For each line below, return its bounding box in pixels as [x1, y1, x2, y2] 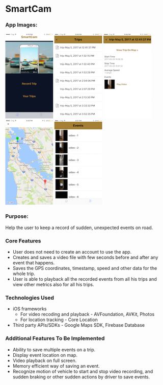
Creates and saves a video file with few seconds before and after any [12, 254, 158, 261]
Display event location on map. [12, 352, 78, 358]
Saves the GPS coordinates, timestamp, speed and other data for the [12, 265, 157, 271]
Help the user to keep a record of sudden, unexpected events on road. [5, 224, 153, 231]
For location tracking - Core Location [20, 316, 98, 323]
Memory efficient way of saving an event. [12, 363, 100, 369]
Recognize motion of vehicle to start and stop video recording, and [12, 368, 153, 374]
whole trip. [12, 270, 36, 277]
